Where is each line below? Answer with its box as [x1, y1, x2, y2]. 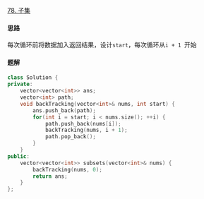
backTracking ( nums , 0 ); [32, 166, 102, 173]
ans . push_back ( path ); [32, 107, 97, 114]
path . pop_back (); [44, 133, 97, 140]
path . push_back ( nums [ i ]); [44, 120, 121, 127]
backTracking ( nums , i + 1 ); [44, 126, 128, 134]
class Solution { [7, 74, 59, 81]
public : [7, 152, 30, 160]
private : [7, 80, 33, 88]
